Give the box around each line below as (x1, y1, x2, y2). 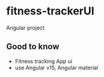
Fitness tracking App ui (14, 57, 73, 64)
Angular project (6, 24, 45, 31)
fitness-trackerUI (6, 4, 94, 18)
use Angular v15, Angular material (14, 64, 99, 71)
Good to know (6, 42, 60, 52)
